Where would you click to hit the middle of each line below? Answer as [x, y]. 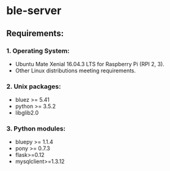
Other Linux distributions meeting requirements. [76, 70]
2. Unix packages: [34, 86]
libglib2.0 [27, 113]
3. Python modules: [36, 129]
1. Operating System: [38, 51]
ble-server [34, 11]
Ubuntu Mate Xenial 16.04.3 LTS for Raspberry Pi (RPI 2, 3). [90, 64]
